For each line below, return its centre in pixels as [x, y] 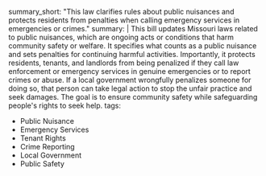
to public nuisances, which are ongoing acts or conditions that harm [121, 37]
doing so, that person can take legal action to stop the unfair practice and [130, 88]
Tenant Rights [43, 138]
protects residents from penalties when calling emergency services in [124, 20]
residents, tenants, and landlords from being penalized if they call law [124, 63]
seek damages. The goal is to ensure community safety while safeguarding [133, 97]
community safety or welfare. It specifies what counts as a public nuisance [133, 46]
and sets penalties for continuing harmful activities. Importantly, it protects [132, 54]
